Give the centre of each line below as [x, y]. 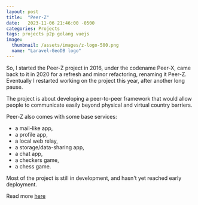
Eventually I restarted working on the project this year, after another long [96, 80]
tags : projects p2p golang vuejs [48, 34]
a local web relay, [36, 141]
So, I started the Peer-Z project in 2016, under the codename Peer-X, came [99, 68]
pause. [15, 87]
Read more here [26, 196]
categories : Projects [33, 28]
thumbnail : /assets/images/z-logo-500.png [65, 46]
